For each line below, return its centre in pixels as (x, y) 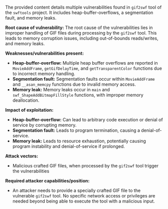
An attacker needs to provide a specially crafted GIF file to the (76, 190)
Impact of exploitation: (29, 110)
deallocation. (26, 100)
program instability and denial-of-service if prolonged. (69, 146)
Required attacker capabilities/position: (47, 181)
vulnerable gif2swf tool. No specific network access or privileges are (84, 196)
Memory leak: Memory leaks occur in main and (61, 89)
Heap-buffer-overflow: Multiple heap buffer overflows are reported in (85, 63)
